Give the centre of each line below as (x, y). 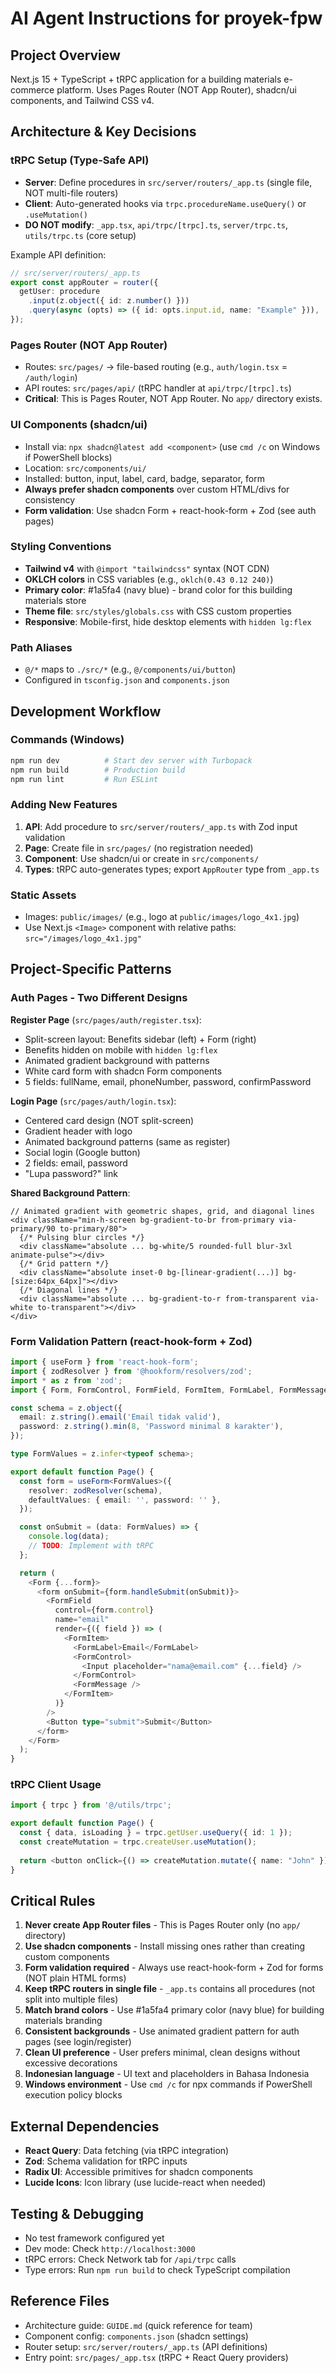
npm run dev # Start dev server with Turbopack (131, 760)
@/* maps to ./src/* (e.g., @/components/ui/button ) (130, 669)
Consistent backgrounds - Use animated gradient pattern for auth (162, 2031)
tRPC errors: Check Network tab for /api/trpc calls (130, 2259)
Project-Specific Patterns (91, 969)
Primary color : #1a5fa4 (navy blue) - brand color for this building (158, 589)
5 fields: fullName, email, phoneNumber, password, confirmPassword (168, 1081)
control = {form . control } (104, 1610)
